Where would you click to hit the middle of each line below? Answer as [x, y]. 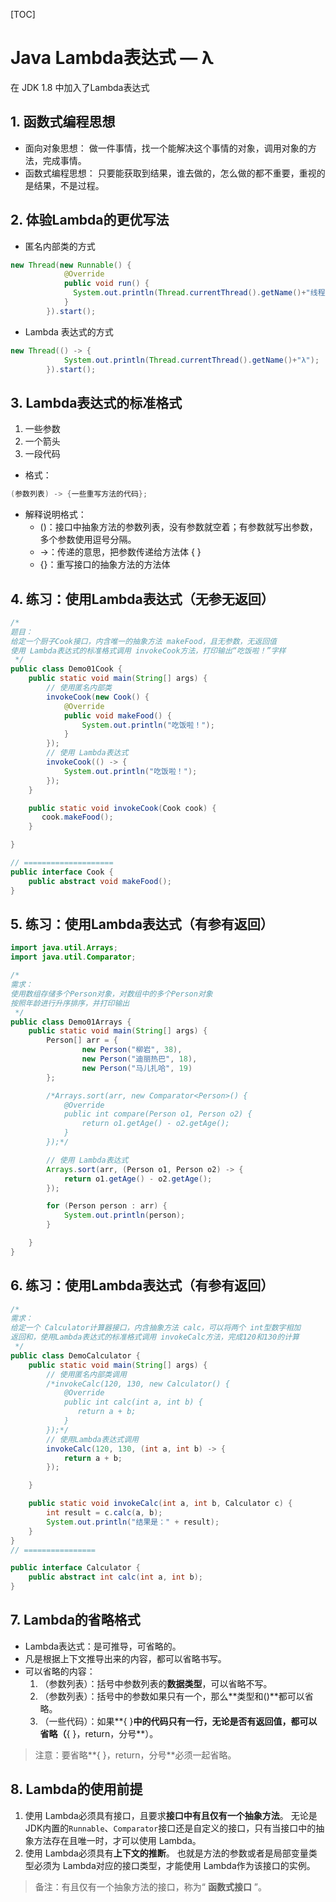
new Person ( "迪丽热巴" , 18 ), [139, 1059]
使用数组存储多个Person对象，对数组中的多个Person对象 [111, 994]
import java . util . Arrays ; [64, 948]
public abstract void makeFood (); [100, 881]
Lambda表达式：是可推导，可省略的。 [103, 1646]
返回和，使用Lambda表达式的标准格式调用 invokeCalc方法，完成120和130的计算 [155, 1337]
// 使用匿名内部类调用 [86, 1374]
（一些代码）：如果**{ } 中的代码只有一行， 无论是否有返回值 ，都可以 [178, 1721]
